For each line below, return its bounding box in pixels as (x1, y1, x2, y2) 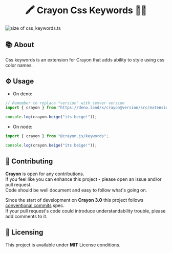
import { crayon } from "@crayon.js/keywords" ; (5, 134, 109, 139)
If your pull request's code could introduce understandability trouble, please (5, 207, 166, 214)
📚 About (5, 40, 34, 49)
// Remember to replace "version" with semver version (5, 100, 125, 106)
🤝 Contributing (5, 157, 53, 166)
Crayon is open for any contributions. (5, 171, 84, 177)
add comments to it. (5, 213, 48, 219)
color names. (5, 62, 33, 68)
